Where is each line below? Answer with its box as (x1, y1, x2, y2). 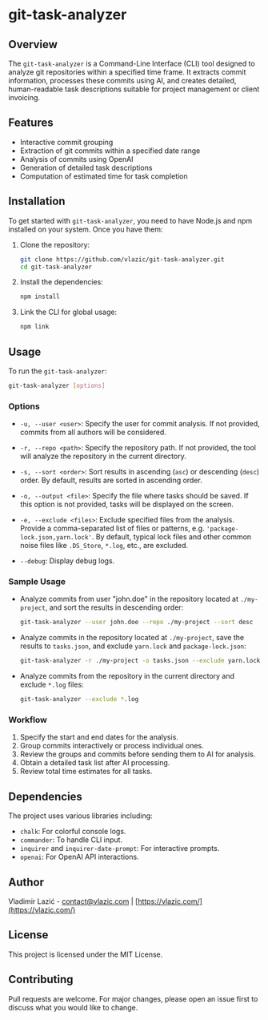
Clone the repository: (19, 240, 90, 249)
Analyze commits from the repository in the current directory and (19, 671, 234, 681)
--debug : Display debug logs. (19, 556, 115, 566)
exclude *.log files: (19, 679, 84, 690)
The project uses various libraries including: (8, 811, 154, 820)
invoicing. (8, 93, 41, 102)
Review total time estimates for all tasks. (19, 767, 153, 776)
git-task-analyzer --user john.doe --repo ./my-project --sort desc (19, 619, 254, 627)
